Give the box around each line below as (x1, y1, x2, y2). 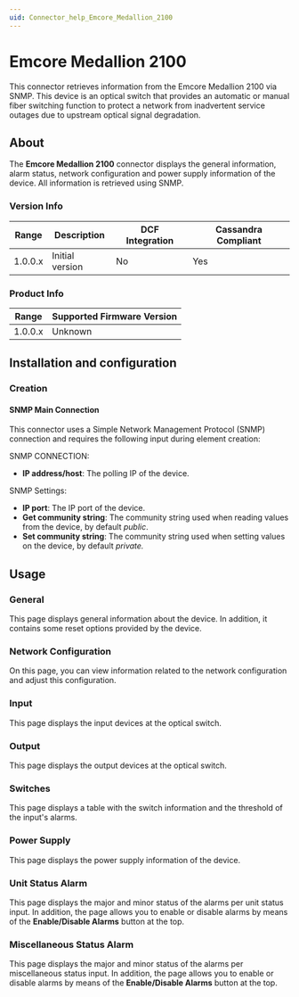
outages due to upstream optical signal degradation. (9, 109, 201, 120)
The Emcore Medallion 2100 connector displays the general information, (9, 159, 277, 169)
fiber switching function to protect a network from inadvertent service (9, 100, 265, 111)
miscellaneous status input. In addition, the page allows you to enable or (9, 968, 274, 979)
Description (54, 228, 105, 241)
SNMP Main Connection (9, 404, 100, 415)
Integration (125, 234, 174, 246)
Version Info (9, 200, 64, 212)
